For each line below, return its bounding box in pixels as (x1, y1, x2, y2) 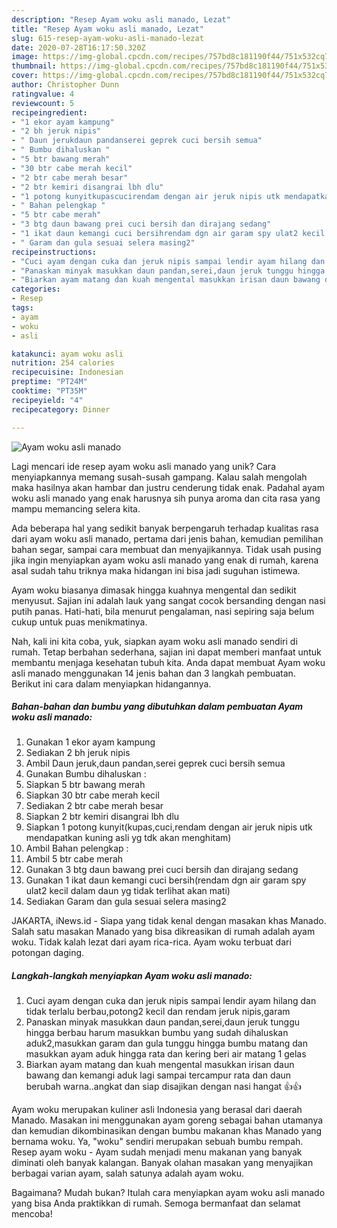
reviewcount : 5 (11, 98, 75, 108)
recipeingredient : (11, 107, 88, 118)
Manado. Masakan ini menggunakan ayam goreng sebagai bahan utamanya (11, 1114, 324, 1126)
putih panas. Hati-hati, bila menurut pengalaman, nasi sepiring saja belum (11, 605, 315, 617)
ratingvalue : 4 (11, 89, 75, 99)
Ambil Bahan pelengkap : (25, 842, 129, 855)
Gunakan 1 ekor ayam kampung (25, 736, 156, 748)
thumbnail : (11, 61, 57, 71)
